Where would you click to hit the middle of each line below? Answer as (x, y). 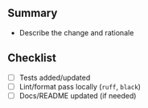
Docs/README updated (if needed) (78, 95)
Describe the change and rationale (76, 32)
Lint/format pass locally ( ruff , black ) (80, 86)
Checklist (32, 58)
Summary (33, 13)
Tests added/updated (55, 77)
